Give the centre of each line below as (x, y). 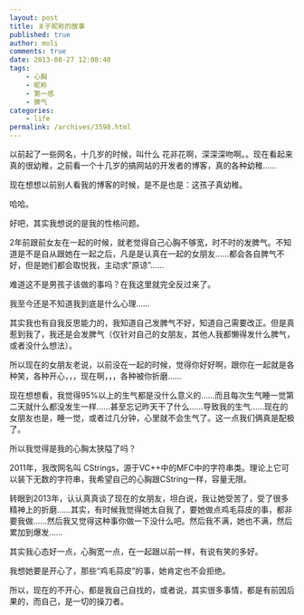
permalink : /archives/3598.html (70, 128)
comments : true (38, 52)
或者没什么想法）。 (43, 346)
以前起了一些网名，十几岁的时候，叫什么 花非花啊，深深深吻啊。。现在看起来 (151, 154)
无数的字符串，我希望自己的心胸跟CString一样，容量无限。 (142, 479)
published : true (40, 34)
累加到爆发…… (36, 532)
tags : (19, 69)
